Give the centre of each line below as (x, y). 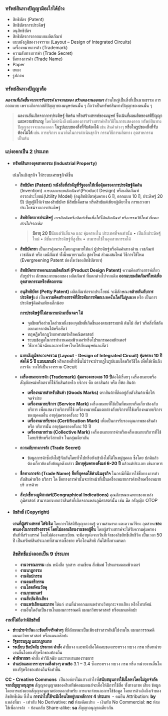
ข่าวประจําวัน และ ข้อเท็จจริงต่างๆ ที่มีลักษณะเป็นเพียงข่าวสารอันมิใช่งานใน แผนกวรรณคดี (83, 630)
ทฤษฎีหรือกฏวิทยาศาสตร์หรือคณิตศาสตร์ (60, 334)
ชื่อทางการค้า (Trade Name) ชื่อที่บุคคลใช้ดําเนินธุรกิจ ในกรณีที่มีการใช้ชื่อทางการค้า (89, 473)
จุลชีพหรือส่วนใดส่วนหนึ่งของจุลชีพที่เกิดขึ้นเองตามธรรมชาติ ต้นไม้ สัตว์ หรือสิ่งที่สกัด (95, 323)
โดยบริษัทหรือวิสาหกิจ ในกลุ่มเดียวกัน (58, 438)
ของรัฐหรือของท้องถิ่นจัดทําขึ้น (36, 669)
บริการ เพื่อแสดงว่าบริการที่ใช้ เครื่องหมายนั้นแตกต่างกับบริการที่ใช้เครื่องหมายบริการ (95, 409)
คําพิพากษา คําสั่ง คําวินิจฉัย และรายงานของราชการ (53, 658)
